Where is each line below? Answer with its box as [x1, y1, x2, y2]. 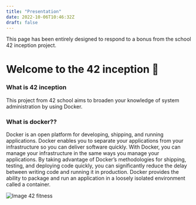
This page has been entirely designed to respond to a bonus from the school [6, 36, 191, 43]
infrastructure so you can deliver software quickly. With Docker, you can [6, 143, 181, 150]
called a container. [6, 181, 51, 188]
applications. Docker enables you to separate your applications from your [6, 137, 184, 144]
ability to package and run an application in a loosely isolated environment [6, 174, 186, 182]
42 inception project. [6, 42, 57, 49]
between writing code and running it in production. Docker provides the [6, 169, 179, 176]
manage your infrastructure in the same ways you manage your [6, 150, 160, 157]
